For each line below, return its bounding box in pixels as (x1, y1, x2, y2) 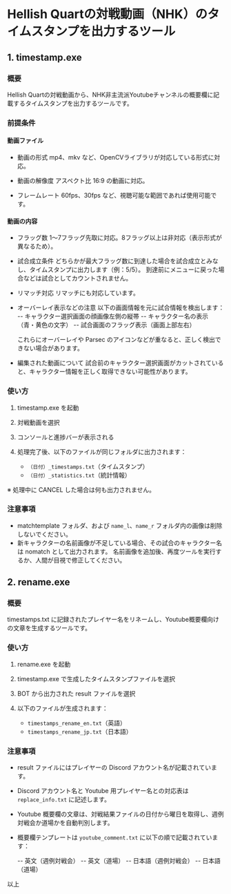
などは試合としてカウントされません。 (23, 274, 132, 283)
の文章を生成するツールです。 (7, 624, 92, 632)
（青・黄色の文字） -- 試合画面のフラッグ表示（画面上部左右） (17, 321, 196, 329)
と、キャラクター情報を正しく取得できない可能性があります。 (17, 368, 192, 376)
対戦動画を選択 (17, 418, 60, 426)
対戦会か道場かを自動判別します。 (17, 819, 114, 827)
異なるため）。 (17, 242, 57, 251)
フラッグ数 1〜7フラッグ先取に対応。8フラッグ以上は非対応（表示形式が (17, 234, 223, 242)
